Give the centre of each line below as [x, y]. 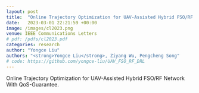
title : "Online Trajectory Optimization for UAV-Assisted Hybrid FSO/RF [100, 17]
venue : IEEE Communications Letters [52, 34]
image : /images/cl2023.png [40, 28]
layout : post [22, 12]
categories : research [33, 45]
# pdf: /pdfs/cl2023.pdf [37, 39]
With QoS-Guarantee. [33, 84]
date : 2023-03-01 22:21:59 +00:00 [52, 23]
